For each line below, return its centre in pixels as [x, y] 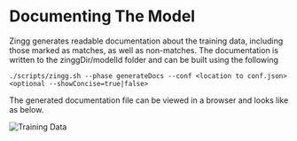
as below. [27, 109]
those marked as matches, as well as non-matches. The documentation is [144, 50]
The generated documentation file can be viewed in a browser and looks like [149, 100]
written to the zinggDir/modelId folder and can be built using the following [144, 59]
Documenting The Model [102, 16]
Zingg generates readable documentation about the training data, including [146, 41]
